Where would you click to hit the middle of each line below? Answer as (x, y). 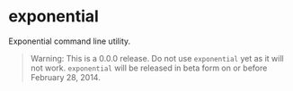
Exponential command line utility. (70, 41)
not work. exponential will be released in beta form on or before (149, 68)
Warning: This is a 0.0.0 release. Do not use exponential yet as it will (157, 58)
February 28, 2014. (65, 77)
